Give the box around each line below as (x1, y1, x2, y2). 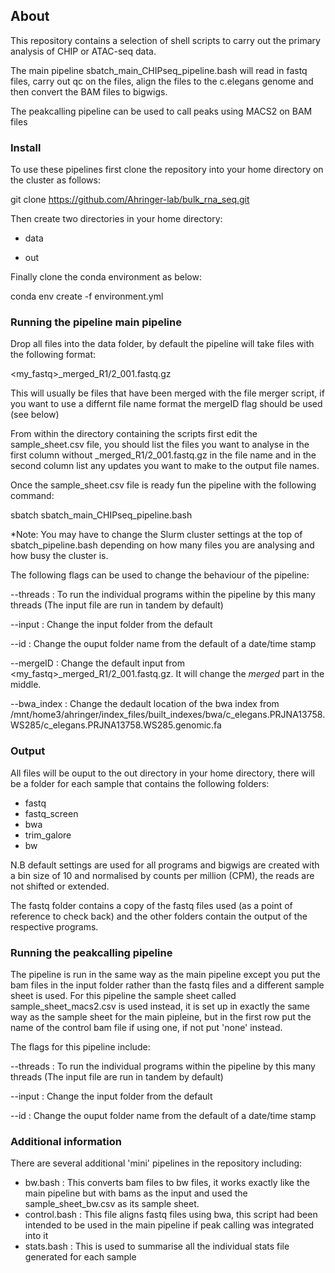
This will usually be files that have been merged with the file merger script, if (10, 387, 325, 399)
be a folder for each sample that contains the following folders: (10, 777, 270, 789)
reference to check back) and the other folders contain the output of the (10, 910, 308, 922)
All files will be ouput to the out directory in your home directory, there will (10, 767, 315, 779)
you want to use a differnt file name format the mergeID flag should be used (10, 398, 323, 410)
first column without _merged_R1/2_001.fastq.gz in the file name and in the (10, 449, 317, 461)
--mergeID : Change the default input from (10, 657, 186, 669)
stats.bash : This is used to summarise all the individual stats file (24, 1240, 290, 1253)
